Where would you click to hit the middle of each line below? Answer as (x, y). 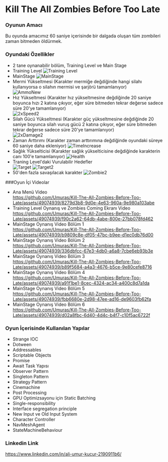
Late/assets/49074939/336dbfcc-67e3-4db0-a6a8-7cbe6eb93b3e (83, 251)
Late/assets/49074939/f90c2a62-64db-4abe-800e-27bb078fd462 (83, 219)
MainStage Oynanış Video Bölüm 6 (49, 304)
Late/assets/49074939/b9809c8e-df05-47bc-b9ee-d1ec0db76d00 (83, 235)
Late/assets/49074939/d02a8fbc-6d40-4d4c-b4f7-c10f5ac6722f (81, 315)
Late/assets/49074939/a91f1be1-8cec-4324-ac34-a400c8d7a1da (81, 283)
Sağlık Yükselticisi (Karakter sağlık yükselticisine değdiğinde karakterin (86, 151)
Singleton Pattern (31, 377)
